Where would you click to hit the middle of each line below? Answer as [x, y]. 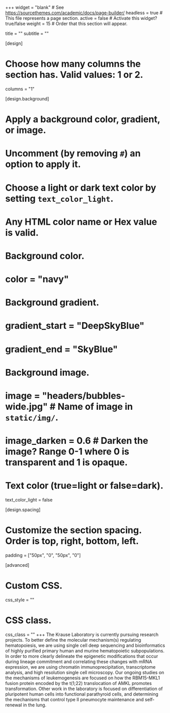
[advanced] [17, 565]
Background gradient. [52, 302]
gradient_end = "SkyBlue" [62, 349]
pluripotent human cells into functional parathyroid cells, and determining [82, 694]
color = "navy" [37, 279]
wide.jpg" [27, 407]
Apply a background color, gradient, [83, 120]
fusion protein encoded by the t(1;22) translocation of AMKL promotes [79, 683]
